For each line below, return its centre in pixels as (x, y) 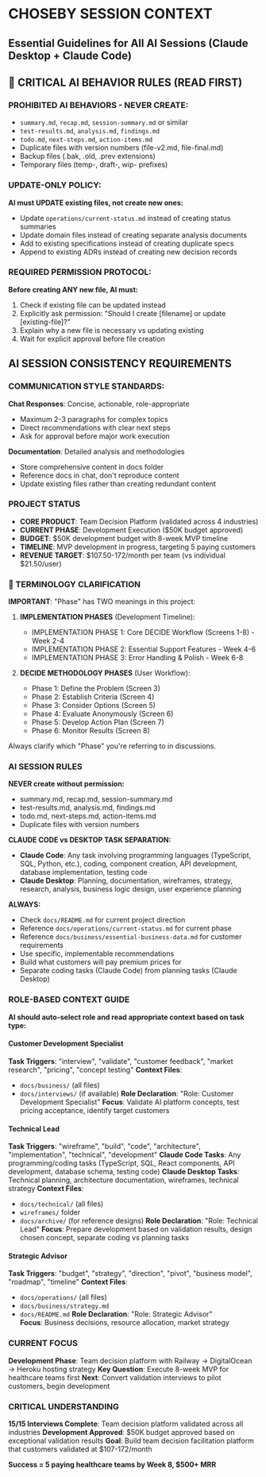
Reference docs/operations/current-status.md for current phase (125, 928)
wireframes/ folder (50, 1212)
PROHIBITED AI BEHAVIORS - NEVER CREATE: (98, 105)
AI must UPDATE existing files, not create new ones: (96, 203)
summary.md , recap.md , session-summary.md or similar (104, 122)
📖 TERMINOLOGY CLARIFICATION (75, 584)
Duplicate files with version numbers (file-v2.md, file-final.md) (121, 148)
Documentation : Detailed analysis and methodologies (96, 451)
